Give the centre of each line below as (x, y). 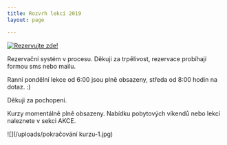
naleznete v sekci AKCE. (42, 120)
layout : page (26, 20)
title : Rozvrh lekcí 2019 (44, 13)
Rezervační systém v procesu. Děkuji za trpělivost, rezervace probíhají (107, 58)
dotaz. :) (19, 87)
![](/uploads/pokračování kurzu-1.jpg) (60, 134)
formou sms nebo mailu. (42, 66)
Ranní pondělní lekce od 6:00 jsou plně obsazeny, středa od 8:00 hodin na (112, 79)
